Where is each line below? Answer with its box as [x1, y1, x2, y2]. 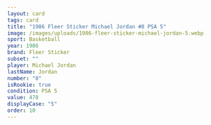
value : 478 [7, 94, 39, 101]
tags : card [7, 17, 39, 24]
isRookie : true [7, 81, 52, 88]
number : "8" [7, 74, 42, 82]
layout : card [7, 10, 45, 17]
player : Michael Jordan [7, 62, 77, 69]
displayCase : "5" [7, 101, 58, 108]
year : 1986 [7, 42, 39, 49]
